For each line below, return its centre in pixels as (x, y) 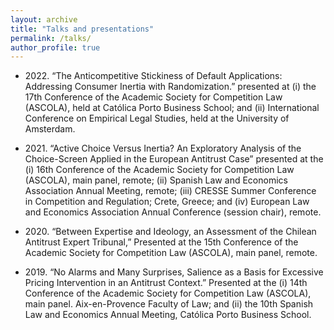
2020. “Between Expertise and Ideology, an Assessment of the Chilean (170, 232)
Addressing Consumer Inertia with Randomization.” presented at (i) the (170, 87)
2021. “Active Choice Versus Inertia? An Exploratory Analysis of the (163, 148)
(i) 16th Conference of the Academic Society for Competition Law (159, 170)
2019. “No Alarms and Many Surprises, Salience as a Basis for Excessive (174, 272)
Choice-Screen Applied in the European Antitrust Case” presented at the (174, 159)
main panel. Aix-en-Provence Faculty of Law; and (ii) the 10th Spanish (169, 304)
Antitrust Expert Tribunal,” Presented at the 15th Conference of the (161, 242)
